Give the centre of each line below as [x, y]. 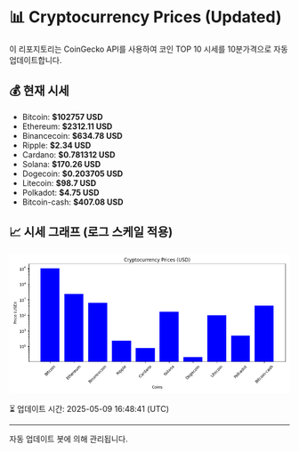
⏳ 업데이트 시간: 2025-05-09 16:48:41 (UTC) [89, 408]
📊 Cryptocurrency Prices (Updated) [145, 17]
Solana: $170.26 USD [61, 164]
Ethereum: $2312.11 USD [67, 126]
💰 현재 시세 [39, 91]
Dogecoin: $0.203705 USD [73, 174]
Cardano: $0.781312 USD [69, 154]
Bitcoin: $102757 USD [62, 117]
